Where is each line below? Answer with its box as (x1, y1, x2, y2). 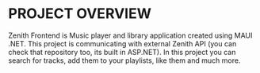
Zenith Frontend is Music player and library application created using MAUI (8, 31, 253, 40)
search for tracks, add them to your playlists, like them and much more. (8, 56, 241, 65)
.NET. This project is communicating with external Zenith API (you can (8, 38, 237, 48)
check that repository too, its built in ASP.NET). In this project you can (8, 47, 236, 57)
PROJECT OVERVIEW (8, 5, 152, 23)
